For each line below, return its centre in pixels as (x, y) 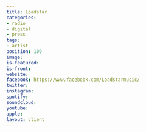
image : (15, 57)
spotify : (17, 97)
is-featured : (23, 63)
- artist (17, 46)
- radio (16, 23)
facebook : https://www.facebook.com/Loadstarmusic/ (73, 80)
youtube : (17, 108)
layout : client (26, 119)
